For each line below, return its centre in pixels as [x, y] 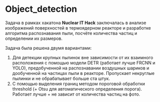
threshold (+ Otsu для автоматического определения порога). [77, 89]
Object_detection [41, 9]
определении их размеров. [34, 38]
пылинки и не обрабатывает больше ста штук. [61, 78]
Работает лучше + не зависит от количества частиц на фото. [76, 94]
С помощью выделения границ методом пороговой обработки [79, 84]
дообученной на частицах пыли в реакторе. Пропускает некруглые [83, 73]
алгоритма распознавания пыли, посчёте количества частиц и [71, 33]
